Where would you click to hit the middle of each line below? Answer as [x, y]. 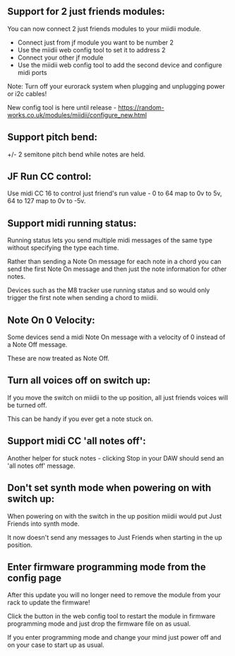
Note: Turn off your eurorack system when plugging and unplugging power [116, 86]
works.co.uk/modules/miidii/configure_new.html [77, 115]
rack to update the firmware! [49, 603]
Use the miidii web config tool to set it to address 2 [91, 50]
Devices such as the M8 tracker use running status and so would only [109, 290]
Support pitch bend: [52, 137]
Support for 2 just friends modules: [86, 12]
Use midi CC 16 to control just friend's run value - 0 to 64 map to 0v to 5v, [115, 193]
